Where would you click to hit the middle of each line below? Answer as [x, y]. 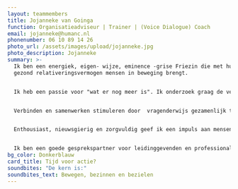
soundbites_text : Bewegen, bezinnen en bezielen [80, 175]
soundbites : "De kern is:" [47, 168]
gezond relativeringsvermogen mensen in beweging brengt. [101, 73]
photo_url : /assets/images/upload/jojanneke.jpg [80, 47]
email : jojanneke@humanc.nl [49, 33]
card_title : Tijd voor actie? [52, 161]
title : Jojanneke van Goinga [50, 20]
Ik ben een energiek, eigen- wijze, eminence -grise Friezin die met [118, 66]
